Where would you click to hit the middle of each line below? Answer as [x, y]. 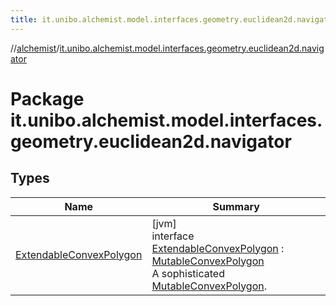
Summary [236, 206]
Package [47, 98]
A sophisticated [188, 273]
